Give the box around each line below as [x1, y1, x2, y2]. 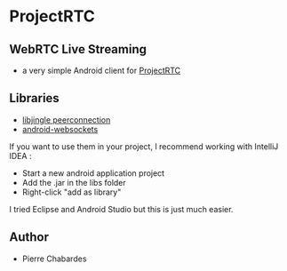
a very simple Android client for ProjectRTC [21, 65, 181, 76]
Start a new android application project [21, 167, 165, 179]
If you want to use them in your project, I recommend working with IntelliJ [9, 140, 279, 152]
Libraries [9, 91, 60, 106]
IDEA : [9, 150, 32, 161]
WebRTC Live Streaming [9, 42, 147, 57]
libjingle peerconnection [21, 114, 111, 125]
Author [9, 229, 49, 245]
